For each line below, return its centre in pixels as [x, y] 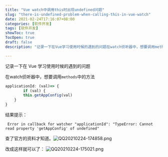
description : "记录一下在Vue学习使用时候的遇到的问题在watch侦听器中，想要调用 [80, 47]
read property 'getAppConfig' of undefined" [52, 129]
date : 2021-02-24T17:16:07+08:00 [40, 19]
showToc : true [20, 33]
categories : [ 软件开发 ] [28, 24]
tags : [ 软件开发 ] [22, 28]
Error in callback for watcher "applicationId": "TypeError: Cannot [80, 124]
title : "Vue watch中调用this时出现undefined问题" [55, 10]
